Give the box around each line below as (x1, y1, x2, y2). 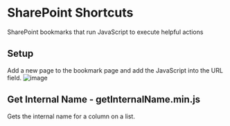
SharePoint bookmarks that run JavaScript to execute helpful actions (7, 28, 204, 36)
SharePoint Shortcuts (7, 5, 134, 21)
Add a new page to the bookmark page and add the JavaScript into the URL (7, 66, 224, 74)
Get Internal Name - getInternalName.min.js (7, 93, 201, 105)
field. (7, 73, 22, 82)
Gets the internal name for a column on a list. (7, 112, 135, 120)
